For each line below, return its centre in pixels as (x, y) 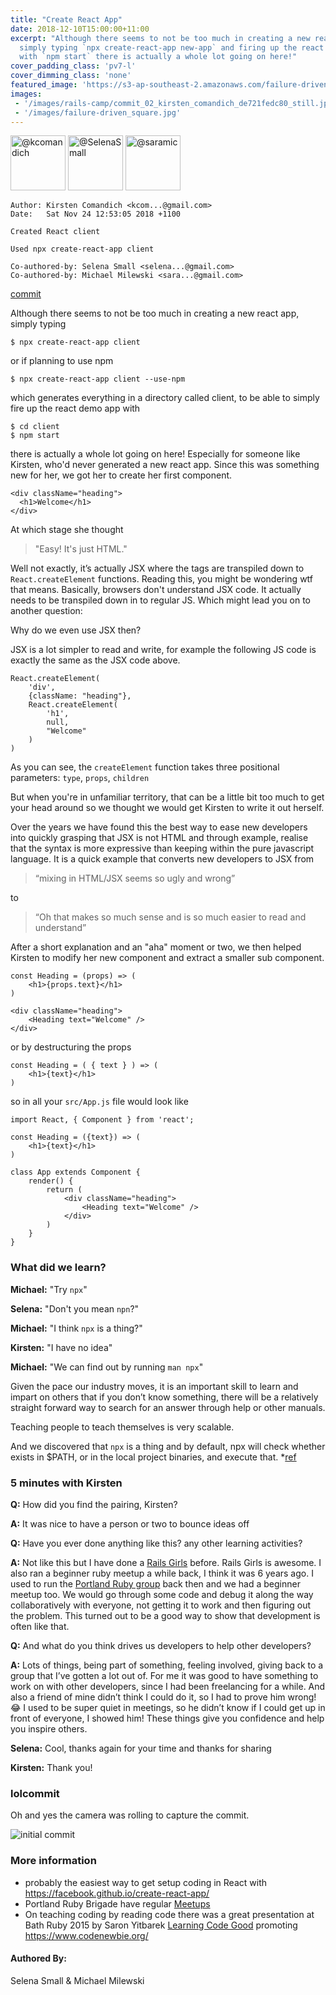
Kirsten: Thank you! (51, 1767)
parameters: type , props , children (80, 778)
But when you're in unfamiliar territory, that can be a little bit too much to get (167, 797)
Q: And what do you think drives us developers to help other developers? (161, 1645)
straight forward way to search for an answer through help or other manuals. (168, 1407)
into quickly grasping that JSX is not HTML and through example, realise (159, 838)
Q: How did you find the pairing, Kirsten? (94, 1504)
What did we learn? (58, 1268)
